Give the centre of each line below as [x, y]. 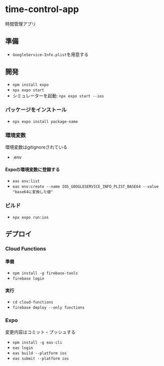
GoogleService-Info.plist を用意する [50, 54]
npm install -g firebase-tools [45, 273]
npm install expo [31, 85]
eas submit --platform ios [41, 358]
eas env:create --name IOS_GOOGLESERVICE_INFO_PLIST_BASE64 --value [86, 187]
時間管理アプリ [21, 24]
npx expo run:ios [31, 217]
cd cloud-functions [33, 302]
